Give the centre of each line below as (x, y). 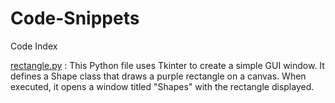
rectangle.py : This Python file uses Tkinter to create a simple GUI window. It (167, 65)
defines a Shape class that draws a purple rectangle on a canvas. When (158, 76)
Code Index (34, 46)
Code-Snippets (75, 18)
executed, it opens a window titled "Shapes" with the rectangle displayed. (162, 86)
